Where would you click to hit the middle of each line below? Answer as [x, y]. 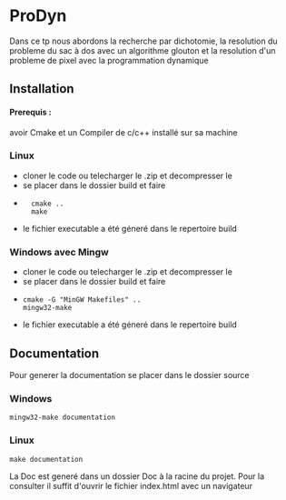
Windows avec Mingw [59, 252]
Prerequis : [30, 112]
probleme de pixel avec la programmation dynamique [109, 60]
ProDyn [38, 16]
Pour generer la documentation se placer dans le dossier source [129, 375]
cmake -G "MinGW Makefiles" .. [82, 300]
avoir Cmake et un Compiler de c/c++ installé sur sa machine [123, 132]
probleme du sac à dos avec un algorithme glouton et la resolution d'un [143, 50]
